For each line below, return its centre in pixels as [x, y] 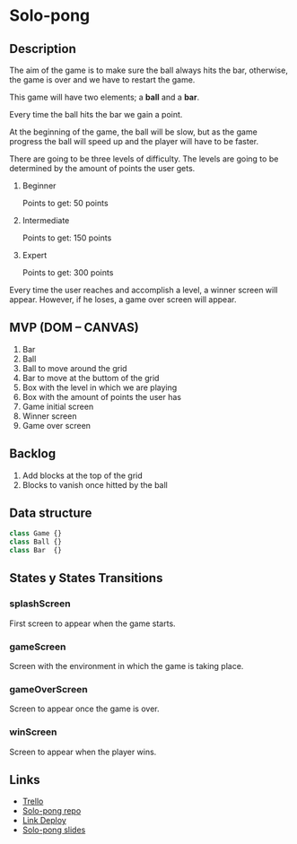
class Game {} [36, 534]
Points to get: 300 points [68, 273]
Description [43, 49]
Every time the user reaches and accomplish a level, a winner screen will [144, 290]
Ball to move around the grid [74, 368]
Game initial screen [58, 406]
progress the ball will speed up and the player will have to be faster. [134, 141]
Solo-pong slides [54, 830]
